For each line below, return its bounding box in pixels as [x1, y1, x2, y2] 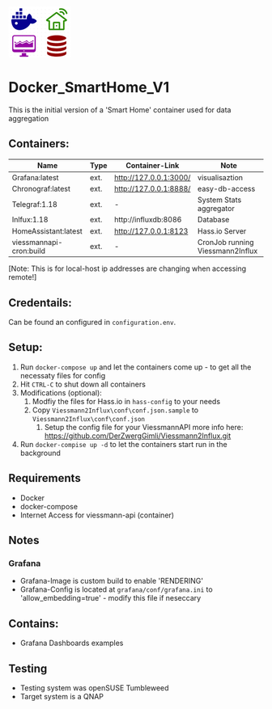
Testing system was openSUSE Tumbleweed [19, 683, 169, 693]
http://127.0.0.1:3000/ [114, 172, 191, 182]
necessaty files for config [19, 370, 106, 380]
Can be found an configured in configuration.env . [8, 318, 176, 327]
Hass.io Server [197, 226, 247, 236]
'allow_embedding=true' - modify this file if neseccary [19, 593, 202, 603]
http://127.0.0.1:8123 [114, 226, 189, 236]
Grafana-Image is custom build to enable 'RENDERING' [19, 576, 204, 586]
